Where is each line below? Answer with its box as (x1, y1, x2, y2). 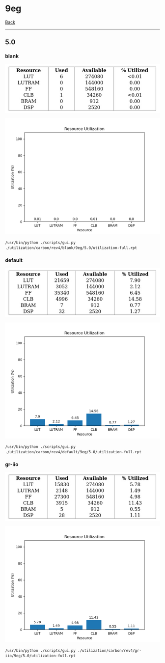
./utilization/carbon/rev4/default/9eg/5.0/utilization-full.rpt (5, 449, 141, 454)
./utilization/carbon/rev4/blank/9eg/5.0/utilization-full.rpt (5, 245, 137, 250)
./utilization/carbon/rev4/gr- (78, 648, 141, 653)
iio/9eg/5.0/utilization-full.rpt (5, 654, 76, 659)
